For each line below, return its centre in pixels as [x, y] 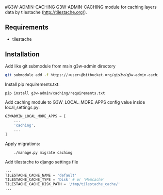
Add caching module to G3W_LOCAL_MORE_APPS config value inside [75, 102]
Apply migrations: [23, 144]
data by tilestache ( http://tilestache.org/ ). [46, 12]
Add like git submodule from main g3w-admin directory [60, 66]
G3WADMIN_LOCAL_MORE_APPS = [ [36, 116]
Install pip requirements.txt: [32, 84]
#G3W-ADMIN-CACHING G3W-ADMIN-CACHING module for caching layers [81, 7]
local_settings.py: [23, 107]
